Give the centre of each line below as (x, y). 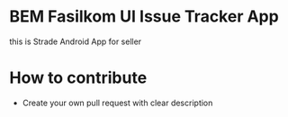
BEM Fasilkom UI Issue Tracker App (144, 17)
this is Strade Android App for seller (76, 41)
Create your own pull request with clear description (117, 103)
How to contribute (78, 78)
